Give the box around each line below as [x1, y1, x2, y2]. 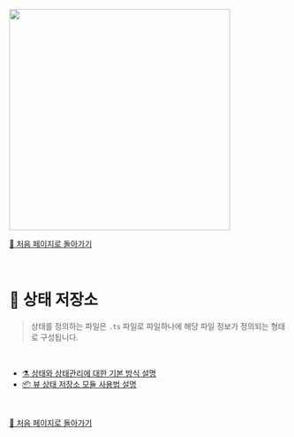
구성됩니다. [40, 332, 79, 342]
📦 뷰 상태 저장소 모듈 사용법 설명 [21, 379, 137, 389]
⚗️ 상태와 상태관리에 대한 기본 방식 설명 [21, 367, 157, 379]
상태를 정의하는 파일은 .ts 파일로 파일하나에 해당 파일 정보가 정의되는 [30, 320, 269, 331]
